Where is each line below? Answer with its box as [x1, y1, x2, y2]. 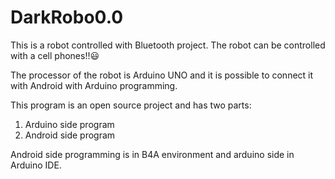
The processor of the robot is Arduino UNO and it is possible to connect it [10, 69, 314, 81]
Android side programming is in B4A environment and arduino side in [10, 148, 295, 160]
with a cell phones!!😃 [10, 49, 100, 61]
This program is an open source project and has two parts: [10, 99, 252, 111]
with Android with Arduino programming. [10, 79, 178, 91]
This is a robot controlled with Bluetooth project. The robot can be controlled [10, 39, 326, 51]
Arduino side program [24, 118, 115, 130]
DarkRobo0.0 [10, 6, 124, 29]
